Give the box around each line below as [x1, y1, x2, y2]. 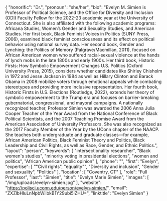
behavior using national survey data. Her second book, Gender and [5, 41, 144, 47]
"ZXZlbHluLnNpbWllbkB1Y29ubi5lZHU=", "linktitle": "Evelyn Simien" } [5, 190, 149, 196]
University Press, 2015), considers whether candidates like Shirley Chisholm [5, 68, 162, 74]
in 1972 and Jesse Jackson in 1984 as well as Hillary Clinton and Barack [5, 73, 153, 79]
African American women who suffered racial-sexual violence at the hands [5, 52, 160, 58]
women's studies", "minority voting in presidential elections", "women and [5, 153, 158, 159]
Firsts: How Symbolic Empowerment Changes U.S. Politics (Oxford [5, 62, 143, 68]
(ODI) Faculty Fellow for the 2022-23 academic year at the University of [5, 15, 154, 20]
